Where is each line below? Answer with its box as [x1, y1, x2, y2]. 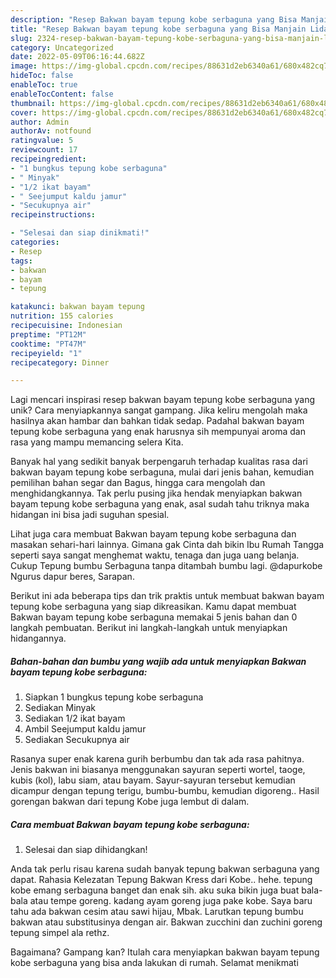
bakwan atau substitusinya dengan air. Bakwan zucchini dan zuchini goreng [10, 916, 323, 928]
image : [10, 61, 38, 71]
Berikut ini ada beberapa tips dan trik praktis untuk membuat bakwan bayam [10, 590, 325, 602]
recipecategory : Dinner [10, 357, 110, 368]
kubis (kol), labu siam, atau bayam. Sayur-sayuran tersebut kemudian [10, 774, 296, 786]
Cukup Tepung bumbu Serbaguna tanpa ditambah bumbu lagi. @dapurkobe [10, 560, 323, 572]
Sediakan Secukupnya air [24, 734, 130, 746]
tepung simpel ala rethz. [10, 927, 110, 939]
